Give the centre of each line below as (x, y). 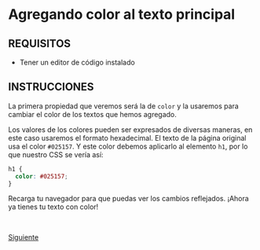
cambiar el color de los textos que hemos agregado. (92, 114)
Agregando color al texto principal (122, 15)
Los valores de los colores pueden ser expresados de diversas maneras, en (130, 129)
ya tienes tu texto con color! (53, 207)
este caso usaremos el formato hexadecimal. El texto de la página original (127, 138)
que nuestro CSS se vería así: (56, 154)
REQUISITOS (40, 44)
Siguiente (24, 237)
